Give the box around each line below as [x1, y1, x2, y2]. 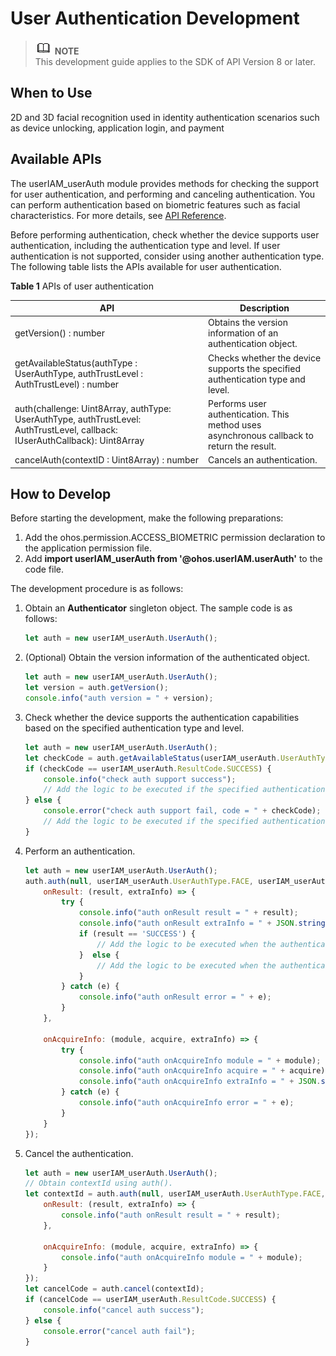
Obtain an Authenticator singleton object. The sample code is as [24, 602, 293, 614]
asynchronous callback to [208, 429, 314, 441]
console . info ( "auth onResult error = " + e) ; [78, 992, 272, 1002]
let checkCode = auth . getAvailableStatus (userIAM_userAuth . [24, 753, 281, 763]
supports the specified [208, 362, 301, 374]
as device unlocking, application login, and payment [10, 122, 225, 134]
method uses [208, 418, 262, 431]
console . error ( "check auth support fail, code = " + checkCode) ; [43, 806, 322, 816]
